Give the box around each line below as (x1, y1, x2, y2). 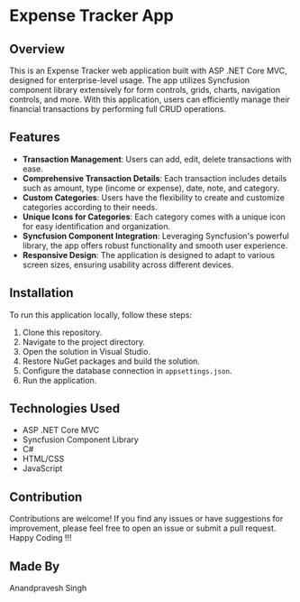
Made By (9, 559, 60, 574)
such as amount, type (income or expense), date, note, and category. (22, 182, 280, 193)
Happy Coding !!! (9, 533, 72, 543)
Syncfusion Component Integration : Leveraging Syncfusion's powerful (22, 230, 290, 241)
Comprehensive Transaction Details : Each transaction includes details (22, 172, 287, 183)
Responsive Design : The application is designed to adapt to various (22, 249, 276, 260)
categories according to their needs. (22, 201, 158, 212)
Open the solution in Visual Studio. (22, 346, 151, 357)
